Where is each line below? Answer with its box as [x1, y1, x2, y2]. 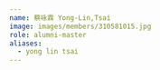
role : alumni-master [9, 30, 88, 39]
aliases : [9, 38, 42, 48]
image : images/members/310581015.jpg [9, 22, 152, 31]
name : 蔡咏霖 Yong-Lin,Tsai [9, 13, 111, 23]
